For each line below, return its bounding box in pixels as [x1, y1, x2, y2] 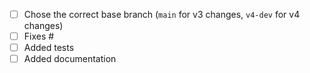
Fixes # [23, 30, 55, 43]
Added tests [23, 42, 75, 54]
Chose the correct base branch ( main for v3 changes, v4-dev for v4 [23, 9, 301, 20]
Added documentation [23, 53, 117, 65]
